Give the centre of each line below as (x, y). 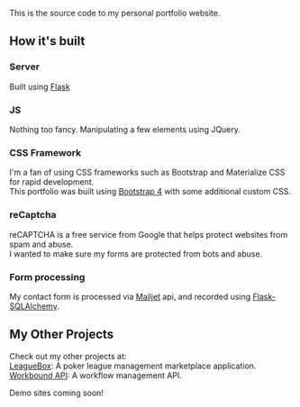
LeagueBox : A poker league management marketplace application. (133, 366)
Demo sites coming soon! (56, 393)
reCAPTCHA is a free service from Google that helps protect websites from (149, 234)
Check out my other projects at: (68, 356)
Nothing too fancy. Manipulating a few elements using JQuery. (125, 129)
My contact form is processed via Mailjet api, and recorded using (130, 296)
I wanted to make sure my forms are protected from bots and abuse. (136, 253)
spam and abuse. (41, 244)
